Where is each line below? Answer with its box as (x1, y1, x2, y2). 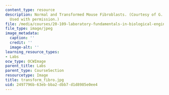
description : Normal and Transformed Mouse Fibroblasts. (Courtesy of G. (5, 12, 163, 17)
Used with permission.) (10, 17, 59, 22)
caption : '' (10, 36, 35, 41)
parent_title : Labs (5, 63, 46, 68)
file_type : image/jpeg (5, 26, 53, 31)
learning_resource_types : (5, 49, 59, 54)
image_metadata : (5, 31, 39, 36)
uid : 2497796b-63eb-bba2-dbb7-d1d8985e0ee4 (5, 82, 98, 87)
